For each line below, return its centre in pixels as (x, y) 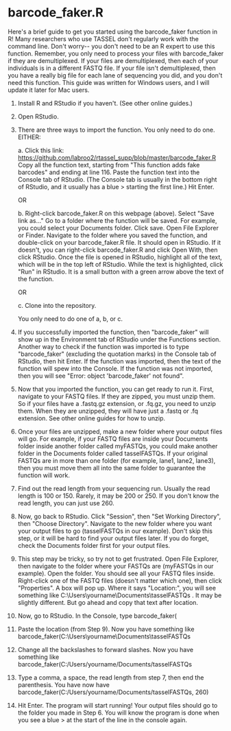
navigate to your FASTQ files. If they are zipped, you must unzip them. (117, 396)
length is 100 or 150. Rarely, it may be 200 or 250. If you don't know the (118, 496)
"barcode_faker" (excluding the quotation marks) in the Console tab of (117, 354)
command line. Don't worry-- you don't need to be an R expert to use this (111, 46)
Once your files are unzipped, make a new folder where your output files (120, 431)
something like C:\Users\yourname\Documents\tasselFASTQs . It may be (120, 595)
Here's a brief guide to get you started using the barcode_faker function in (113, 32)
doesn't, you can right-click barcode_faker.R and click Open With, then (118, 250)
